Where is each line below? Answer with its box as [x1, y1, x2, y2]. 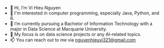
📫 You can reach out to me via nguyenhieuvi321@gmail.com [10, 37, 136, 42]
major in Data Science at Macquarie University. [10, 26, 107, 32]
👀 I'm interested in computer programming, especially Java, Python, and [10, 10, 159, 16]
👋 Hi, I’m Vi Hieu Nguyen [10, 5, 61, 10]
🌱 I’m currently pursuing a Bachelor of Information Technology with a [10, 20, 153, 26]
